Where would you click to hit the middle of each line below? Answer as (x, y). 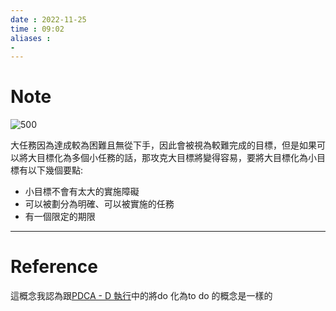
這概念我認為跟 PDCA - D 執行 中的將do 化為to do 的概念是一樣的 (141, 296)
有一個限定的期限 (60, 217)
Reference (54, 267)
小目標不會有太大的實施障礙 (82, 192)
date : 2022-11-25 (48, 19)
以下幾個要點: (55, 170)
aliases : (31, 38)
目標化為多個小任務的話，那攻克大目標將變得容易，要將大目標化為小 (176, 158)
